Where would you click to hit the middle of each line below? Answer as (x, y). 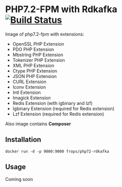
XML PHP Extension (33, 65)
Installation (23, 140)
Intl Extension (27, 92)
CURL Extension (29, 82)
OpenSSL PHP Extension (38, 44)
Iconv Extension (29, 87)
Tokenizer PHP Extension (39, 60)
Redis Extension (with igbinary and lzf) (52, 103)
